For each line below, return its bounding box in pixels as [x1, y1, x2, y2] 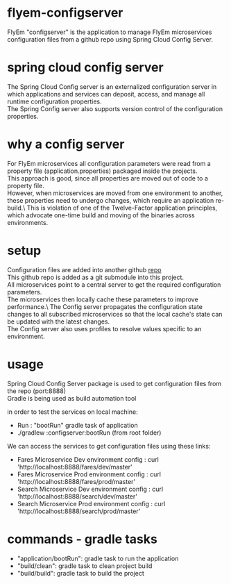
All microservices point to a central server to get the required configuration [7, 280, 221, 289]
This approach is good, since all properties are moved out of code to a [7, 174, 208, 182]
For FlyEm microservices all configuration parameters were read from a [7, 159, 212, 167]
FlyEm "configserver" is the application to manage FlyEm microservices [7, 28, 212, 36]
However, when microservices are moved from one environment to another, [7, 189, 223, 197]
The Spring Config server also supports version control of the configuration [7, 104, 223, 112]
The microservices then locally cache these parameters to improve [7, 295, 199, 303]
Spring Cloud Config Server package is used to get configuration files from [7, 379, 222, 387]
